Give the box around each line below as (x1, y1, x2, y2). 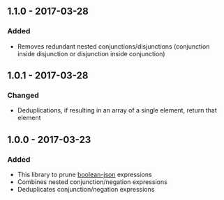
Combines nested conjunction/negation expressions (17, 178, 167, 186)
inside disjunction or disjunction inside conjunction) (17, 49, 165, 58)
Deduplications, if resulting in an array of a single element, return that (17, 106, 218, 115)
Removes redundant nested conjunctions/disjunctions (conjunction (17, 42, 210, 51)
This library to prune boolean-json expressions (17, 170, 152, 179)
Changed (7, 90, 40, 100)
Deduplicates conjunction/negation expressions (17, 185, 155, 194)
